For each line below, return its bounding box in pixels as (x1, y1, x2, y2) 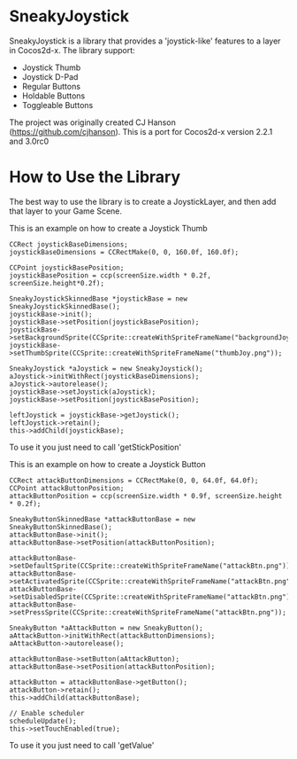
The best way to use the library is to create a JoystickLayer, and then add (9, 196, 277, 207)
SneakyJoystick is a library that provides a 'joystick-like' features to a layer (9, 35, 281, 46)
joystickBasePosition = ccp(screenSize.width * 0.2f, (9, 270, 212, 280)
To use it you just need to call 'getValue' (9, 739, 155, 750)
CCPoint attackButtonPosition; (9, 483, 125, 493)
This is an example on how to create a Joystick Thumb (9, 223, 208, 233)
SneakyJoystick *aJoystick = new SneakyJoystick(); (9, 364, 203, 373)
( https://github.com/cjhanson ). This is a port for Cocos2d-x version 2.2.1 (9, 126, 273, 137)
